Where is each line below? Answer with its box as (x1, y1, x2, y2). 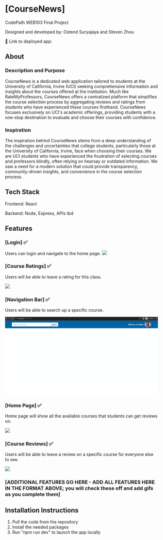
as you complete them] (5, 491, 61, 498)
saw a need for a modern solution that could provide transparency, (5, 163, 138, 169)
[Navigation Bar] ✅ (5, 296, 50, 303)
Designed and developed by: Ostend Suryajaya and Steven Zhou (5, 29, 134, 35)
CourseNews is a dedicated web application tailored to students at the (5, 78, 146, 84)
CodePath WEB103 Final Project (5, 19, 69, 25)
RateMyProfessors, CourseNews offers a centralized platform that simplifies (5, 93, 157, 99)
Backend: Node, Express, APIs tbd (5, 210, 74, 216)
